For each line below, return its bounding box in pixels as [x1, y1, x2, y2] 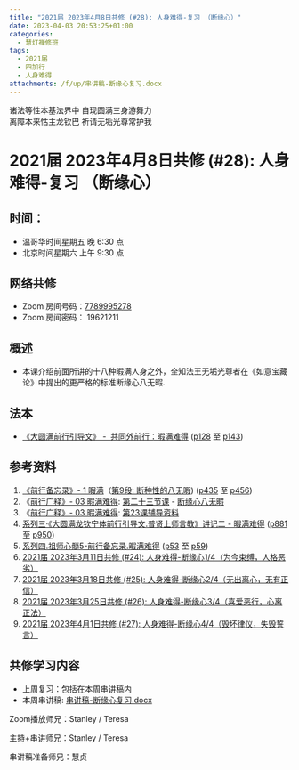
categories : [9, 29, 53, 38]
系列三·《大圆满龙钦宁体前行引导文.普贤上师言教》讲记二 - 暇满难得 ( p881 [21, 518, 287, 529]
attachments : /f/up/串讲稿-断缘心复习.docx [9, 79, 163, 88]
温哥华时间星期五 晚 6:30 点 [21, 236, 125, 247]
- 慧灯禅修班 [17, 37, 60, 47]
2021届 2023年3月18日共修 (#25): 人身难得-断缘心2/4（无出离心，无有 [21, 573, 281, 584]
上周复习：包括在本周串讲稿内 [21, 683, 132, 694]
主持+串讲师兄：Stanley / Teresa [9, 732, 129, 743]
